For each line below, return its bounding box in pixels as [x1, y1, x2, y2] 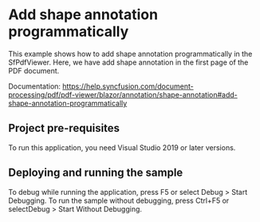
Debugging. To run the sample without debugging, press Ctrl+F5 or [8, 196, 230, 205]
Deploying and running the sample [8, 166, 183, 180]
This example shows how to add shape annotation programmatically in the [8, 49, 253, 58]
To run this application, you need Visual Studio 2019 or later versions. [8, 142, 236, 153]
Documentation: [8, 81, 61, 91]
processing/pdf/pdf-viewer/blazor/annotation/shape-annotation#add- [8, 89, 238, 99]
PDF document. [8, 65, 60, 75]
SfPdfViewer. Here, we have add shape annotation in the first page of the [8, 57, 249, 67]
